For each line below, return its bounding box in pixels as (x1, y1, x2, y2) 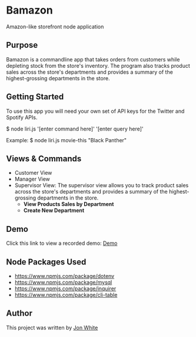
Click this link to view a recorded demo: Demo (6, 240, 118, 247)
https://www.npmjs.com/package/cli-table (14, 292, 118, 298)
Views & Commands (6, 153, 82, 163)
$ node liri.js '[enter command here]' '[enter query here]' (6, 125, 144, 132)
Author (6, 308, 32, 319)
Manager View (14, 175, 50, 183)
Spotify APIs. (6, 113, 38, 121)
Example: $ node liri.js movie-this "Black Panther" (6, 136, 127, 143)
